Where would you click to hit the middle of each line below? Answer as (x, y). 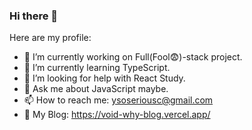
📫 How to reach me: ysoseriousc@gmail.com (118, 100)
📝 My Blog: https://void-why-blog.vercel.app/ (117, 115)
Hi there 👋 (34, 16)
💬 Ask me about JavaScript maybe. (96, 89)
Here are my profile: (50, 38)
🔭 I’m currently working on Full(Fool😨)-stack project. (133, 57)
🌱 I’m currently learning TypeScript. (97, 68)
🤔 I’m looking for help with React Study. (104, 78)
